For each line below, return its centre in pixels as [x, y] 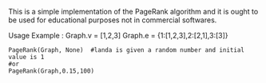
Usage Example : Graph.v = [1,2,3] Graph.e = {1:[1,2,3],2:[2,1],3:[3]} [119, 36]
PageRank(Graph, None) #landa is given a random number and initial [127, 50]
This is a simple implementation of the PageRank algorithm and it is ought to [133, 12]
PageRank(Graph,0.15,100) [51, 71]
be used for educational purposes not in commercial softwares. [113, 20]
